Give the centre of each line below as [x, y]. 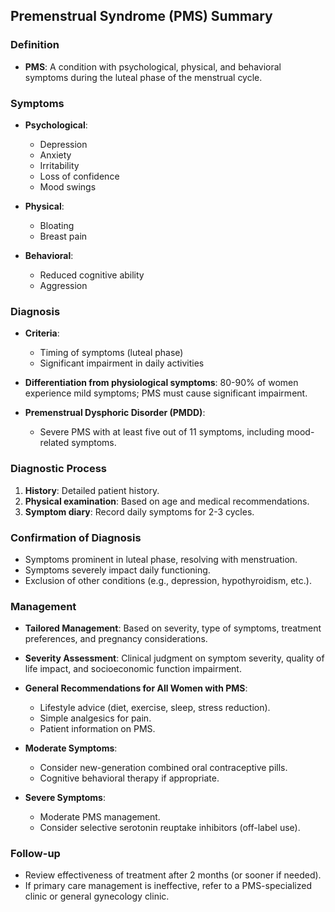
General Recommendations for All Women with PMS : [136, 688]
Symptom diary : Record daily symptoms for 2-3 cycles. [139, 511]
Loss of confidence [79, 176]
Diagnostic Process [58, 469]
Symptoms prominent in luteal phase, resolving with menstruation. [161, 559]
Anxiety [55, 155]
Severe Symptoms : [65, 798]
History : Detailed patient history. [92, 490]
